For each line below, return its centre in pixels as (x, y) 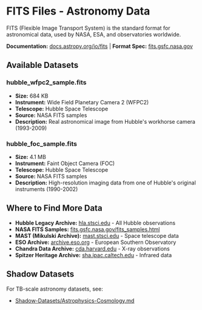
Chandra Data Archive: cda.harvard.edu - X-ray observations (92, 248)
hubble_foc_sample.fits (42, 144)
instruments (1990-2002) (46, 189)
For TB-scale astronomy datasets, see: (55, 289)
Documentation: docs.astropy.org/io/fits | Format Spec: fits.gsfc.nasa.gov (99, 46)
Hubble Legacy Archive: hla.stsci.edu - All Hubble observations (95, 223)
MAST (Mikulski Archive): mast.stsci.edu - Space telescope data (97, 235)
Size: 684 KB (32, 96)
